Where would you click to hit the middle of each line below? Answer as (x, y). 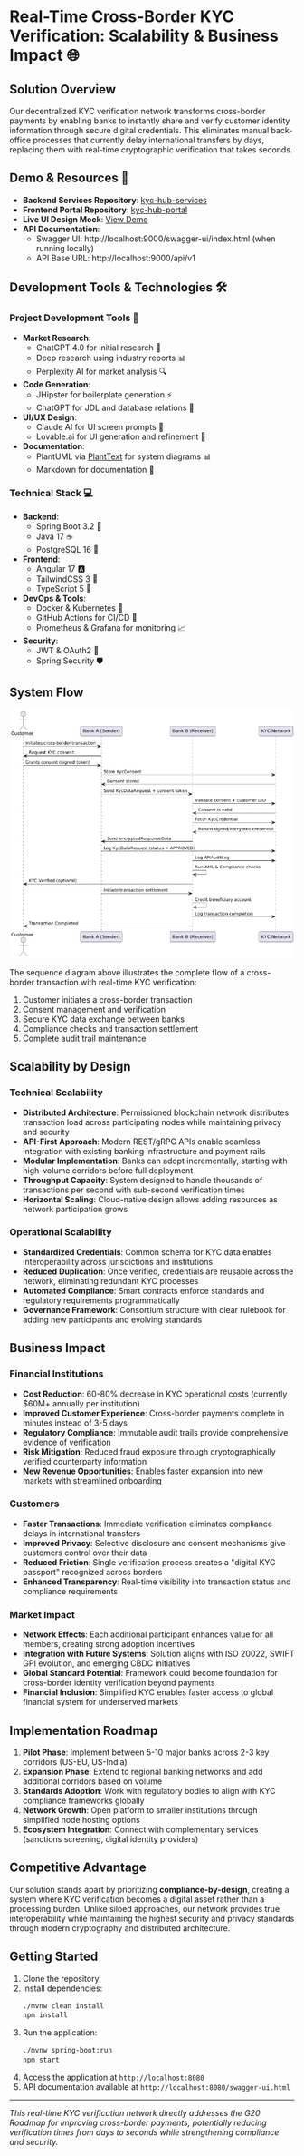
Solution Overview (62, 89)
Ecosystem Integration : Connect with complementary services (140, 1829)
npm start (41, 2060)
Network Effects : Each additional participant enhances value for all (148, 1634)
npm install (45, 2015)
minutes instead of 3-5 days (75, 1423)
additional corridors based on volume (92, 1781)
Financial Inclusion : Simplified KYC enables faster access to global (148, 1692)
